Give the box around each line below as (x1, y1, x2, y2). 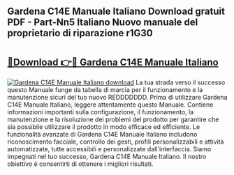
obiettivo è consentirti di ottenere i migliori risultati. (7, 160, 154, 168)
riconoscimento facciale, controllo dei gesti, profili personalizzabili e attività (7, 137, 224, 146)
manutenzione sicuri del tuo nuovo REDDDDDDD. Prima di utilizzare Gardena (7, 93, 228, 101)
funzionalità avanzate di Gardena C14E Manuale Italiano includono (7, 130, 198, 138)
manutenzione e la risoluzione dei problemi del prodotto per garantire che (7, 115, 219, 123)
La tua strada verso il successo (136, 78, 226, 86)
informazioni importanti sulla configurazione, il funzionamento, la (7, 108, 194, 116)
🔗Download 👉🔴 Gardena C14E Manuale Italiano (7, 56, 219, 68)
